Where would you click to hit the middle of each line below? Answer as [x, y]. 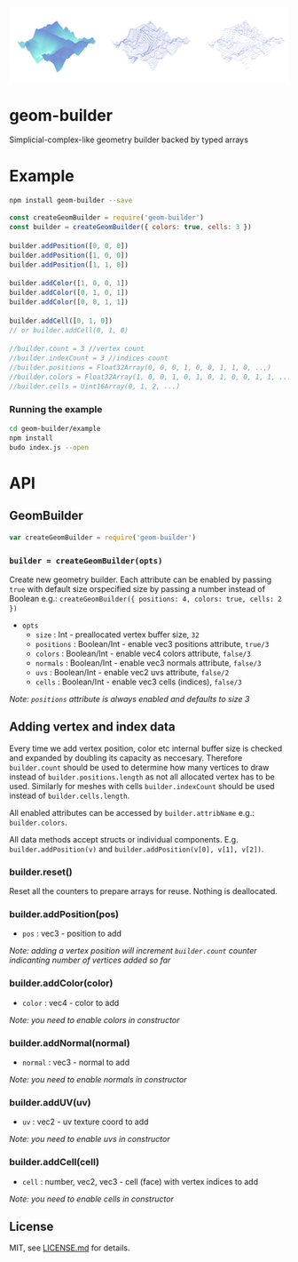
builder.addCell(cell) [55, 1162]
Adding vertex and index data [92, 727]
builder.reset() [41, 872]
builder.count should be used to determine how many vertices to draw [139, 767]
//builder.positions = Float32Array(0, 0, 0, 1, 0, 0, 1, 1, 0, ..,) [141, 368]
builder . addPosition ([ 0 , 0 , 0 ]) [69, 246]
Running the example [56, 409]
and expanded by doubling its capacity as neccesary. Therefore [126, 757]
